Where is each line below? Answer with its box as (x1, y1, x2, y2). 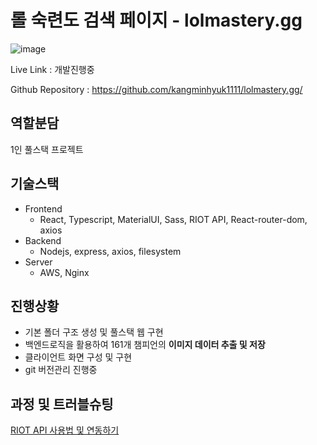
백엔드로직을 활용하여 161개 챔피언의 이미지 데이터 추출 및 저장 (24, 339, 266, 351)
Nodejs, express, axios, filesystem (39, 245, 182, 257)
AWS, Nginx (39, 266, 90, 278)
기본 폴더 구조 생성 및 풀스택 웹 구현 (24, 326, 164, 338)
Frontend (24, 202, 63, 215)
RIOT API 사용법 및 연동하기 (10, 424, 120, 436)
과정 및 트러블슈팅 (10, 396, 114, 413)
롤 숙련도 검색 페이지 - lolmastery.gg (10, 9, 303, 32)
